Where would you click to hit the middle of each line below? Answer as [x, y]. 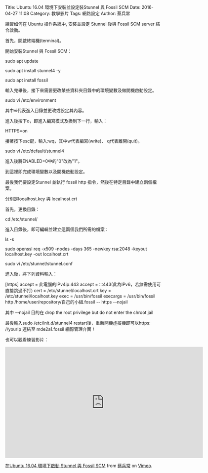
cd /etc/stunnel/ [21, 219]
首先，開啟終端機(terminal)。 [35, 41]
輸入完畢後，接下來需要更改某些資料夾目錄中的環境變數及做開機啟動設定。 [81, 90]
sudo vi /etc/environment [31, 100]
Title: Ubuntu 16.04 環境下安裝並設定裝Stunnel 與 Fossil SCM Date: [73, 7]
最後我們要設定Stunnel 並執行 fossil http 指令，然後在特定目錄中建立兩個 [79, 182]
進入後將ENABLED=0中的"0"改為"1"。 [44, 161]
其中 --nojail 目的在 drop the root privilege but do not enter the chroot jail [79, 312]
